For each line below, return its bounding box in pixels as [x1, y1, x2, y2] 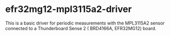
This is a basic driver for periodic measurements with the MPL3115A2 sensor [5, 20, 165, 26]
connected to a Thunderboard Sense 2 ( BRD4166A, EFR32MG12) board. [5, 25, 157, 31]
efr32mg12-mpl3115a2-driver [5, 3, 132, 15]
